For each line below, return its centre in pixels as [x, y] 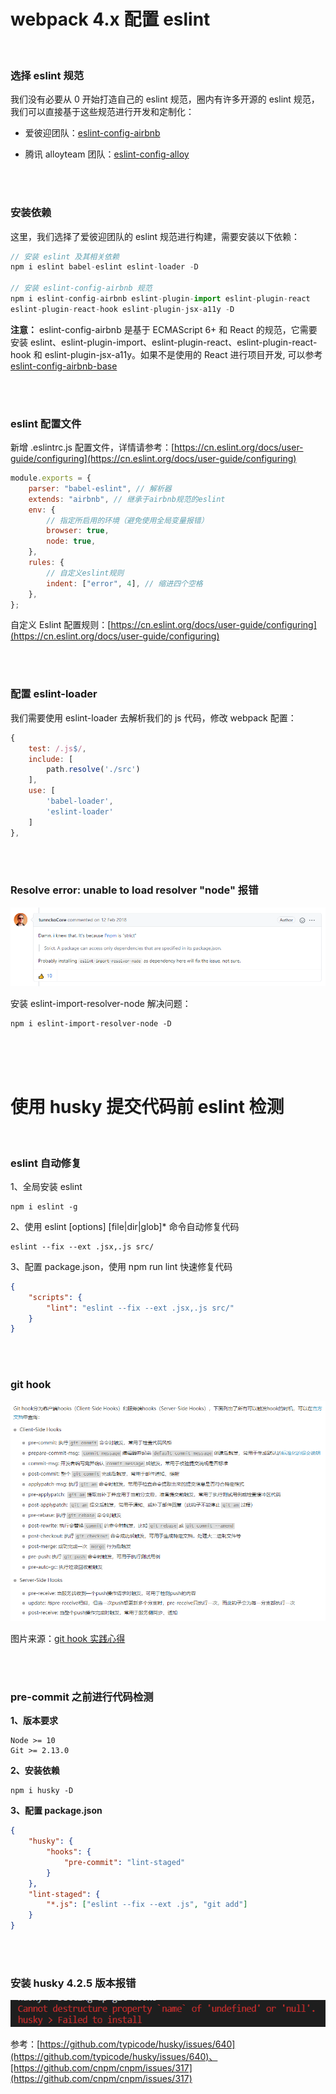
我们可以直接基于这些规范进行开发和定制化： [102, 112]
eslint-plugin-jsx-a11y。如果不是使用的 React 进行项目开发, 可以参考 [183, 354]
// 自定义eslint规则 [85, 573]
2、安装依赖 [35, 1771]
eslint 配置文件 [46, 423]
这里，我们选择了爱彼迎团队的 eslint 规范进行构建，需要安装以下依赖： [155, 236]
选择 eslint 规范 [47, 75]
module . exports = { [51, 478]
